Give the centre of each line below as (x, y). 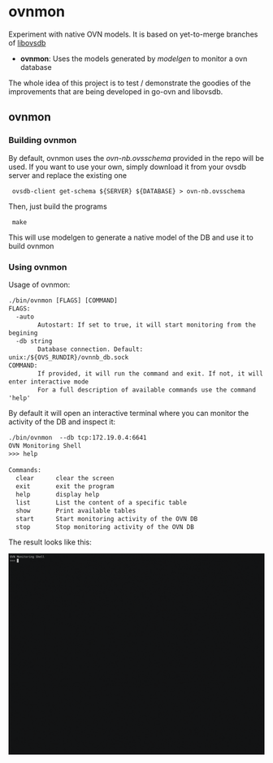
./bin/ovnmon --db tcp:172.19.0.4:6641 (78, 437)
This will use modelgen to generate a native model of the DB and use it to (131, 237)
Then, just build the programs (58, 206)
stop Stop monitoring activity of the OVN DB (105, 527)
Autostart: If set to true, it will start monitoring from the (147, 325)
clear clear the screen (65, 478)
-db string (34, 341)
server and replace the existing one (68, 175)
